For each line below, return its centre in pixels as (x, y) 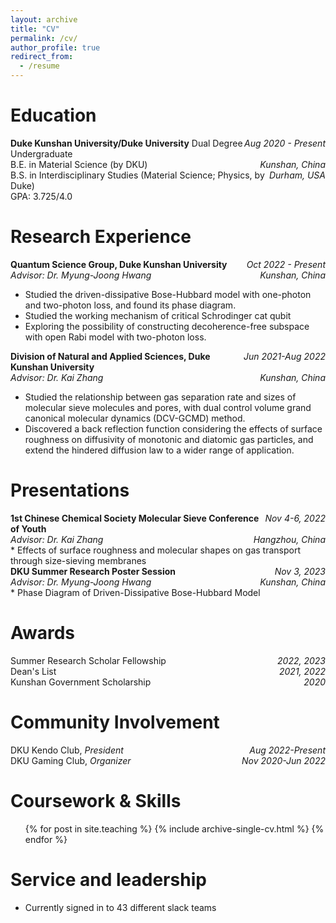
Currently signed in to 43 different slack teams (120, 907)
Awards (43, 633)
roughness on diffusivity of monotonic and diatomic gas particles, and (169, 439)
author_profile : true (55, 47)
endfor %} (46, 839)
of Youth (28, 528)
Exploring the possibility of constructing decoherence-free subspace (167, 326)
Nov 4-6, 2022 (295, 518)
